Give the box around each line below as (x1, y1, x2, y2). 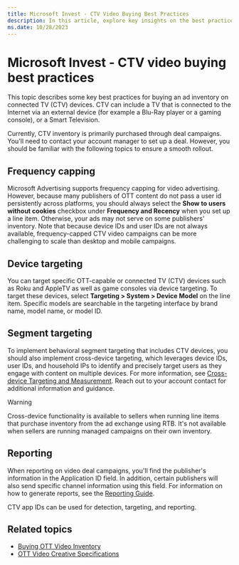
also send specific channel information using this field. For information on (7, 481, 223, 490)
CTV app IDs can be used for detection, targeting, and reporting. (7, 502, 197, 511)
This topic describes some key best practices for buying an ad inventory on (7, 93, 229, 102)
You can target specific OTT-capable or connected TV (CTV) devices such (7, 276, 226, 285)
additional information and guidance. (7, 384, 115, 392)
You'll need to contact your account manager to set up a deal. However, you (7, 137, 230, 146)
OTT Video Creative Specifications (17, 549, 119, 559)
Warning (7, 398, 32, 406)
